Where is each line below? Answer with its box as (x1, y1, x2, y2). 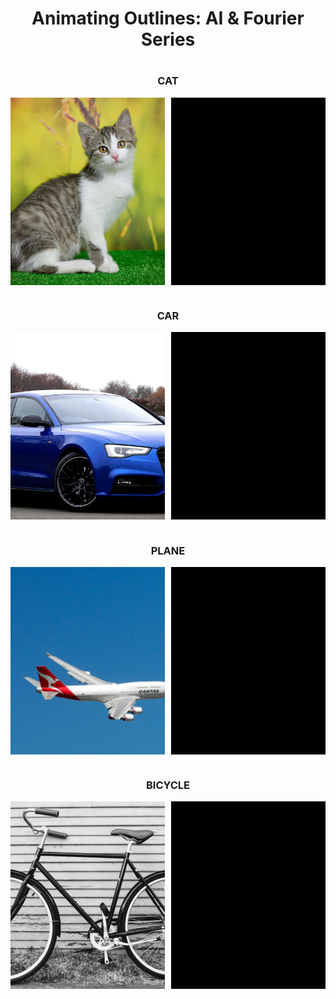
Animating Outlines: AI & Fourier (31, 7, 305, 30)
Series (140, 28, 196, 51)
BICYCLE (145, 778, 191, 792)
